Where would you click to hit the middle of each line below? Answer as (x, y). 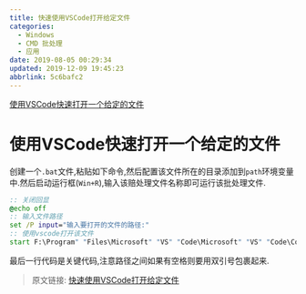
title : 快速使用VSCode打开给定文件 (70, 18)
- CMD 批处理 (40, 43)
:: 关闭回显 (30, 200)
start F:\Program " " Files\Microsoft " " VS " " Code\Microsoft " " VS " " (140, 242)
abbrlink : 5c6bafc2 (46, 77)
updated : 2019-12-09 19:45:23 (67, 69)
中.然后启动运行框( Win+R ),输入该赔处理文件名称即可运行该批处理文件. (138, 182)
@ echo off (28, 208)
